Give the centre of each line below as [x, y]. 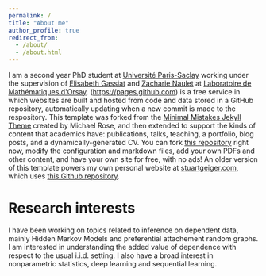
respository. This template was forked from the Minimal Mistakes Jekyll [125, 117]
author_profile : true [44, 30]
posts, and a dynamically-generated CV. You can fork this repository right [128, 142]
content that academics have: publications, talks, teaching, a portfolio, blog [131, 134]
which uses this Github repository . [64, 176]
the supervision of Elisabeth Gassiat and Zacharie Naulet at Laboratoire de [130, 83]
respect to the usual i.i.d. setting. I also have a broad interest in [111, 255]
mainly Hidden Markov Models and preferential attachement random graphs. [133, 238]
